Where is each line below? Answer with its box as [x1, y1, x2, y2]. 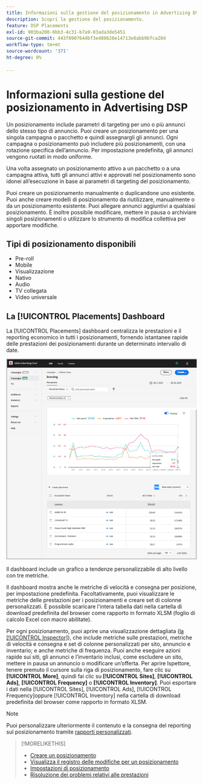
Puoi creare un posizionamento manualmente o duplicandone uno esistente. [6, 189, 196, 196]
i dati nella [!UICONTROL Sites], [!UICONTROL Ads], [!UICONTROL [6, 685, 172, 693]
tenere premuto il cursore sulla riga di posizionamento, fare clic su [6, 666, 171, 673]
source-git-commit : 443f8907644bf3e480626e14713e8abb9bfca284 [6, 35, 166, 42]
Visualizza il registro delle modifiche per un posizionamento [30, 758, 179, 765]
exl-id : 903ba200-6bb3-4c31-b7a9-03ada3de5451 [6, 29, 126, 35]
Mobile [14, 261, 33, 269]
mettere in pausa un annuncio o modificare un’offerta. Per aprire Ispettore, [6, 659, 192, 666]
